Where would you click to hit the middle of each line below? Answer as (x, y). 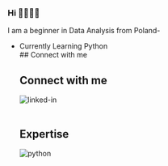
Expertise (44, 134)
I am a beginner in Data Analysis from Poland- (84, 31)
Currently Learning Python (63, 46)
